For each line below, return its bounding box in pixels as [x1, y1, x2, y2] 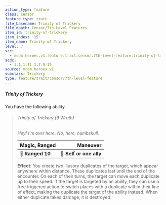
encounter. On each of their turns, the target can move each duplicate [17, 173, 160, 179]
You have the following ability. [5, 103, 66, 109]
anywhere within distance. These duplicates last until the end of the [17, 168, 155, 174]
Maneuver [77, 141, 102, 148]
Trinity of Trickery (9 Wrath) [17, 115, 75, 121]
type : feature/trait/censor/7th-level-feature [5, 76, 103, 81]
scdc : [5, 58, 16, 63]
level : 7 [5, 44, 23, 49]
